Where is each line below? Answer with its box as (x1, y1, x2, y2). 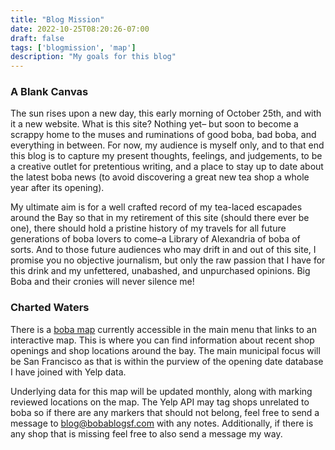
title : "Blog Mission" (10, 14, 105, 25)
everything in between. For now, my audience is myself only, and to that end (10, 139, 325, 151)
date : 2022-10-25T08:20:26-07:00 (10, 24, 150, 34)
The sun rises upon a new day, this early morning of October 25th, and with (10, 107, 322, 120)
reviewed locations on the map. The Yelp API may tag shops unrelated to (10, 396, 310, 408)
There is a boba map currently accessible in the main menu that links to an (10, 323, 317, 335)
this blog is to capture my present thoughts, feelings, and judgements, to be (10, 150, 323, 162)
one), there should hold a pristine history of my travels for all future (10, 222, 287, 235)
